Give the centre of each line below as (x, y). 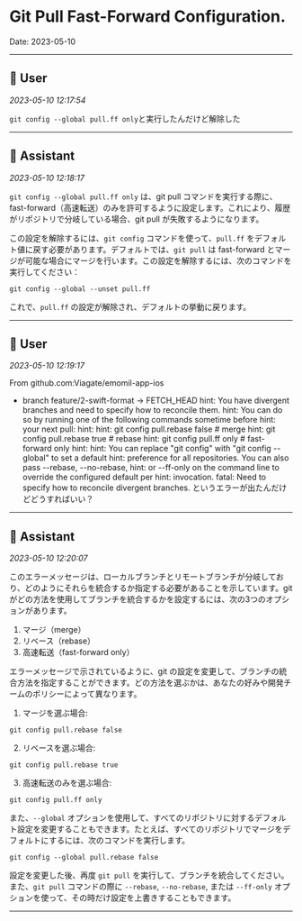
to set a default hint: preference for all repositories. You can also (170, 458)
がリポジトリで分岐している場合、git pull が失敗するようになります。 (137, 219)
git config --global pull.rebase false (84, 858)
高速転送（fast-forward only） (78, 652)
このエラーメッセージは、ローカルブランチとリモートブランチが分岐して (143, 577)
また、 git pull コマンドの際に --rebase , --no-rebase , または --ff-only (141, 887)
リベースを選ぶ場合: (59, 748)
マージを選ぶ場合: (55, 713)
